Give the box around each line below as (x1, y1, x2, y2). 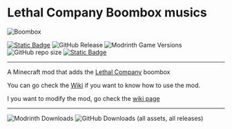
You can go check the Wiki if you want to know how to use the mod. (7, 81, 201, 89)
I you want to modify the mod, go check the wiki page (7, 94, 160, 102)
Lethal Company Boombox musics (7, 5, 207, 21)
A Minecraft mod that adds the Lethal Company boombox (7, 67, 171, 76)
